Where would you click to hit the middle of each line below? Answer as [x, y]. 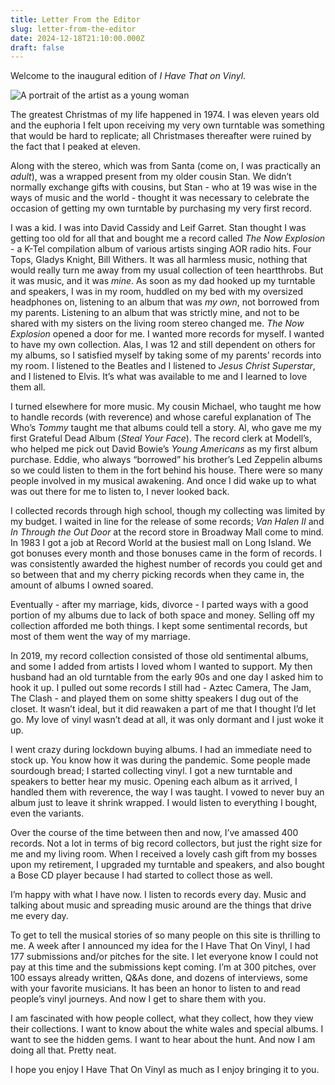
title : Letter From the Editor [75, 19]
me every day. [39, 916]
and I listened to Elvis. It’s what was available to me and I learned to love [159, 377]
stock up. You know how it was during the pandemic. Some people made [160, 760]
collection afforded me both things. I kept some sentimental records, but [159, 626]
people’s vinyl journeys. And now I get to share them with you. [138, 999]
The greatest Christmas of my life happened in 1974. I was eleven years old [165, 115]
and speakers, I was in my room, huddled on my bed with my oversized [156, 292]
